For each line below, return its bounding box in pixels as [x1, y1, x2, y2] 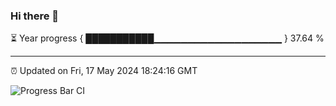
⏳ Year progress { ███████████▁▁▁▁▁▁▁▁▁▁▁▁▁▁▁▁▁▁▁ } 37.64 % [10, 32, 325, 44]
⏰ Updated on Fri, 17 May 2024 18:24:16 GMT [10, 65, 198, 77]
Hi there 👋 [10, 9, 60, 23]
